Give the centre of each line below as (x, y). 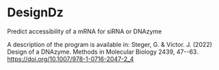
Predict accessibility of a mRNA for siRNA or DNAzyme (85, 31)
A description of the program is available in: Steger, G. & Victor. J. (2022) (109, 44)
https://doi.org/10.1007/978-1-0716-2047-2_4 (70, 58)
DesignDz (35, 13)
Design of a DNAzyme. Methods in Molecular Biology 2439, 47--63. (103, 52)
